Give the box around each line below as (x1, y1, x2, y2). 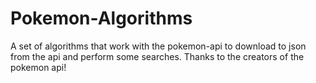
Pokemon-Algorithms (10, 7, 193, 30)
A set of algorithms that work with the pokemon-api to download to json (10, 40, 307, 52)
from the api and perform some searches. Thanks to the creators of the (10, 50, 305, 62)
